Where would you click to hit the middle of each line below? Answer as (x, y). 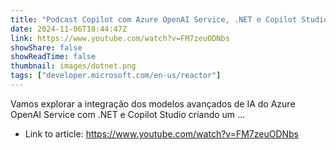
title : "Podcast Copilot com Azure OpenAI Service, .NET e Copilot (154, 19)
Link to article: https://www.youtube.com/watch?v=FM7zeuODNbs (162, 133)
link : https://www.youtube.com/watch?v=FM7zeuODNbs (120, 38)
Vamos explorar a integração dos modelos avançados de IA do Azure (153, 103)
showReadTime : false (53, 57)
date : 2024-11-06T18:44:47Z (69, 29)
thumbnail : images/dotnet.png (73, 66)
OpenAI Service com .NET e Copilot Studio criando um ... (128, 114)
